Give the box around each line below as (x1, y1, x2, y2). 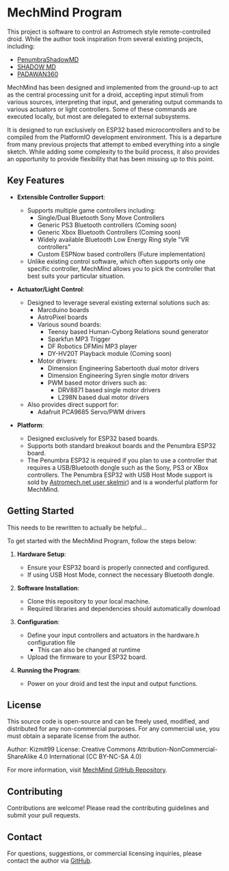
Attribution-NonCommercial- (137, 745, 218, 754)
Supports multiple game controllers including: (27, 206, 156, 214)
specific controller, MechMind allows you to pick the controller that (27, 264, 215, 272)
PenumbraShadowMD (16, 55, 79, 63)
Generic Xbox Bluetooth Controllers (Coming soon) (37, 228, 181, 236)
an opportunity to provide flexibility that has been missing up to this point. (7, 154, 215, 163)
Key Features (7, 175, 65, 187)
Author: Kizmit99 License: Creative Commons (7, 745, 136, 754)
